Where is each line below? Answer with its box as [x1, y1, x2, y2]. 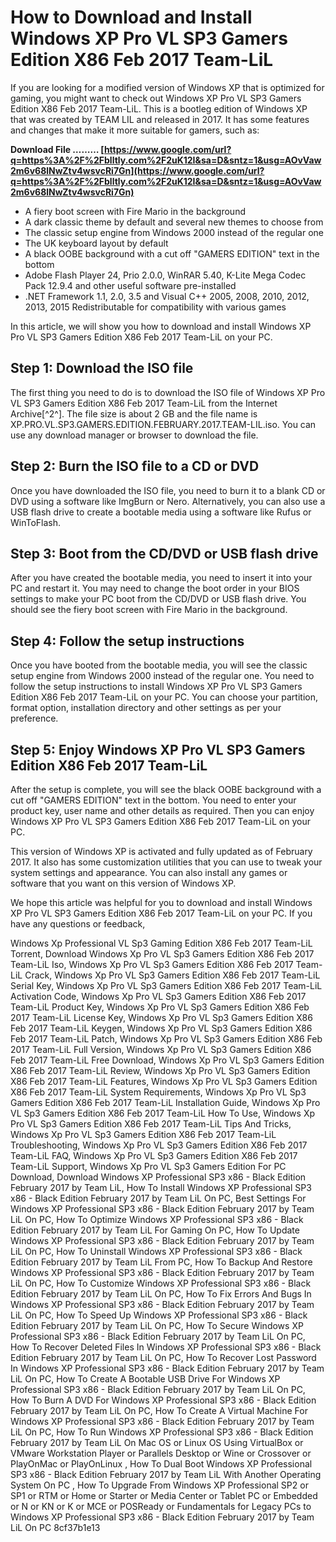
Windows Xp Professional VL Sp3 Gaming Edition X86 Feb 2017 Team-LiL [10, 937, 313, 949]
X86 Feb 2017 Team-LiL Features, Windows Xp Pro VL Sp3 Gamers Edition [10, 1076, 318, 1087]
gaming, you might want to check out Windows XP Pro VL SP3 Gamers [10, 92, 302, 104]
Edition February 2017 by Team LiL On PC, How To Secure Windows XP [10, 1320, 304, 1331]
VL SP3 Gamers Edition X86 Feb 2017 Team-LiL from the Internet [10, 397, 278, 409]
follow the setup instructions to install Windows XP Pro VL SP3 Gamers [10, 681, 303, 693]
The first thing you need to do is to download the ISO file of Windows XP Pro [10, 386, 326, 398]
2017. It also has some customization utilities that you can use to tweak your [10, 856, 323, 868]
